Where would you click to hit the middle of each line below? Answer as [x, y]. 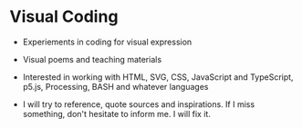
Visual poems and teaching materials [92, 59]
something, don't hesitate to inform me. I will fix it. [117, 113]
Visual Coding [64, 17]
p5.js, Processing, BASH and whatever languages [115, 86]
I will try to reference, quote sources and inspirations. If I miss [139, 104]
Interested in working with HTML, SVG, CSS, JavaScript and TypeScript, [158, 77]
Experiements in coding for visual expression [107, 42]
